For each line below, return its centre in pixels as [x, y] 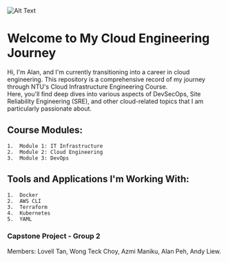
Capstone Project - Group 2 [54, 236]
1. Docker [23, 195]
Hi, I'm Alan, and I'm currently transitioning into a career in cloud [99, 72]
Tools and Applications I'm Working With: [98, 179]
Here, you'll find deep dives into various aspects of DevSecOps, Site [104, 94]
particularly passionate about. [49, 108]
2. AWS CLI [24, 201]
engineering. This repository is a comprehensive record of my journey [106, 79]
